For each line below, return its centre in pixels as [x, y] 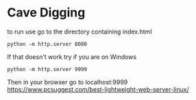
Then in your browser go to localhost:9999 [68, 82]
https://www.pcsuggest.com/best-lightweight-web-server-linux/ [98, 89]
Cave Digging [46, 13]
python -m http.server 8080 [47, 44]
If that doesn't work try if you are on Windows [72, 57]
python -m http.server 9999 [47, 69]
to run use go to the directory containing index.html [79, 32]
